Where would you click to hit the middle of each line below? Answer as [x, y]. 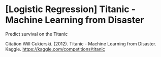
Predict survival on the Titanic [37, 34]
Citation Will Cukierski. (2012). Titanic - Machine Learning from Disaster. [81, 43]
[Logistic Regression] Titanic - [71, 9]
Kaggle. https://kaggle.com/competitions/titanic [55, 49]
